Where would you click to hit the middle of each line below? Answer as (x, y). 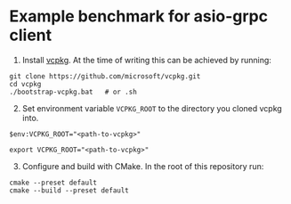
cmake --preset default (53, 183)
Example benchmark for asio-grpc (139, 16)
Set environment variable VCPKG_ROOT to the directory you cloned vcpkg (152, 108)
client (31, 35)
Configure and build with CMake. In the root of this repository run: (143, 166)
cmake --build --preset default (69, 190)
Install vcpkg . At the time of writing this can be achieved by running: (146, 60)
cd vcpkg (25, 84)
